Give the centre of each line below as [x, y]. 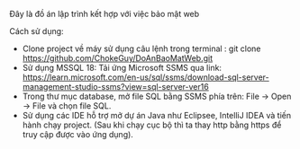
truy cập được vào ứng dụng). [77, 134]
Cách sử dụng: [37, 31]
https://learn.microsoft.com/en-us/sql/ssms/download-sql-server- [145, 77]
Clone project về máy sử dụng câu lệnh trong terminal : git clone [141, 48]
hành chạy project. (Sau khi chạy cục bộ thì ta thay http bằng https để [152, 125]
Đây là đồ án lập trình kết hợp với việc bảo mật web [105, 14]
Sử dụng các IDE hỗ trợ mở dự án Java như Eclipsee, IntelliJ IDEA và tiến [156, 115]
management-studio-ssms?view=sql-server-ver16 [115, 87]
